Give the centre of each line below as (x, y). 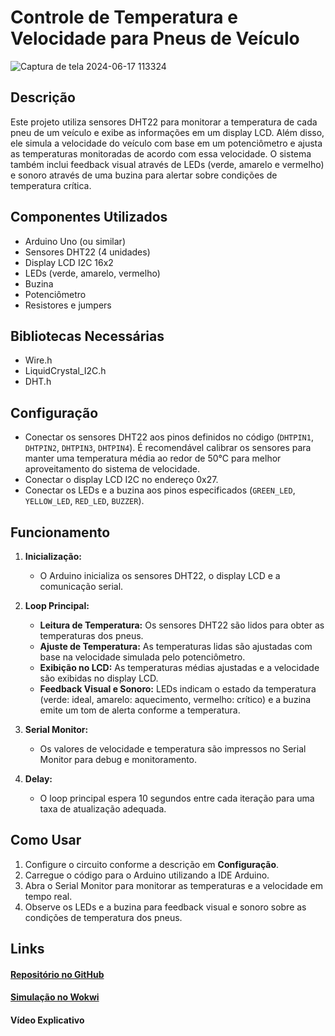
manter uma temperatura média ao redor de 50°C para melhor (153, 458)
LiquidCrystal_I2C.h (65, 371)
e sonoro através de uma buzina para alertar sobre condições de (144, 175)
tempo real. (48, 896)
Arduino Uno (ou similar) (75, 241)
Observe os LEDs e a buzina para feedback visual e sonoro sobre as (165, 907)
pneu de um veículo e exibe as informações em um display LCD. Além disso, (167, 132)
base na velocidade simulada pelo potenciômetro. (142, 657)
